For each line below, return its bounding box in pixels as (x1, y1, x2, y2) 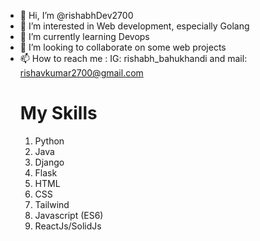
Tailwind (34, 198, 70, 210)
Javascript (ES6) (34, 209, 104, 221)
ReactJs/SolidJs (34, 220, 102, 232)
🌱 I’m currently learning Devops (19, 31, 150, 42)
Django (34, 156, 65, 168)
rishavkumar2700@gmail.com (19, 67, 144, 79)
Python (34, 135, 65, 147)
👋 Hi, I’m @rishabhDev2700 (19, 10, 134, 21)
